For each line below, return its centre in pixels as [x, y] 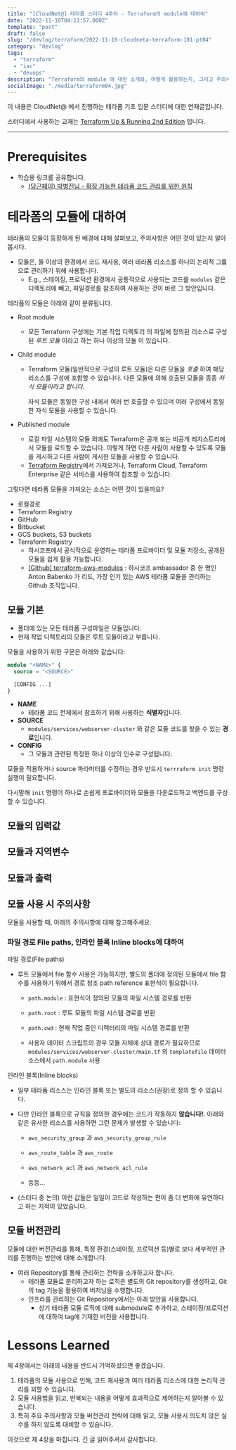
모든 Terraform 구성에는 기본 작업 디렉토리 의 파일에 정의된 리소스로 [121, 332]
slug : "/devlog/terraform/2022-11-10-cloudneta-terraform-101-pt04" [110, 40]
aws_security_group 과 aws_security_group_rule [97, 1138]
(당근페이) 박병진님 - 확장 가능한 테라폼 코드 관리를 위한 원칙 [110, 186]
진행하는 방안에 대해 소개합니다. [63, 1257]
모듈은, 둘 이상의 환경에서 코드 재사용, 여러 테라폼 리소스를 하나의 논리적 [116, 262]
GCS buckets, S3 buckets [54, 535]
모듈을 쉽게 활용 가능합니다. [65, 559]
